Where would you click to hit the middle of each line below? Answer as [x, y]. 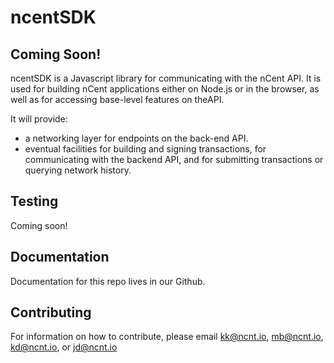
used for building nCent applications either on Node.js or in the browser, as [165, 89]
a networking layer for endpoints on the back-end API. [136, 138]
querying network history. [78, 170]
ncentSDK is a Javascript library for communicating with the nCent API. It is [166, 78]
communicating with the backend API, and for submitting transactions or [174, 159]
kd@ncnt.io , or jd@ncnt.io [64, 347]
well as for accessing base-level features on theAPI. [117, 99]
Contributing [51, 312]
